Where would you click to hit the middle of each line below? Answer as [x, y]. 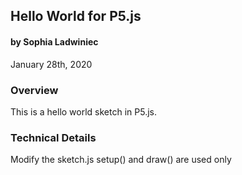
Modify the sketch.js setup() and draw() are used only [121, 160]
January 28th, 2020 [51, 64]
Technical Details [53, 137]
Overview [34, 90]
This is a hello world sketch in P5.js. [83, 111]
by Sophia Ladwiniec [54, 41]
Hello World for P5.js [76, 16]
